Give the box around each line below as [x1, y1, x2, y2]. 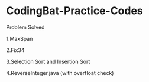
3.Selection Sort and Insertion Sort [6, 58, 90, 65]
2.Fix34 [6, 46, 25, 54]
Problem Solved [6, 24, 45, 31]
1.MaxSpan [6, 35, 33, 42]
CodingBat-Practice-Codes [6, 4, 143, 18]
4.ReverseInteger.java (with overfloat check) [6, 69, 114, 76]
